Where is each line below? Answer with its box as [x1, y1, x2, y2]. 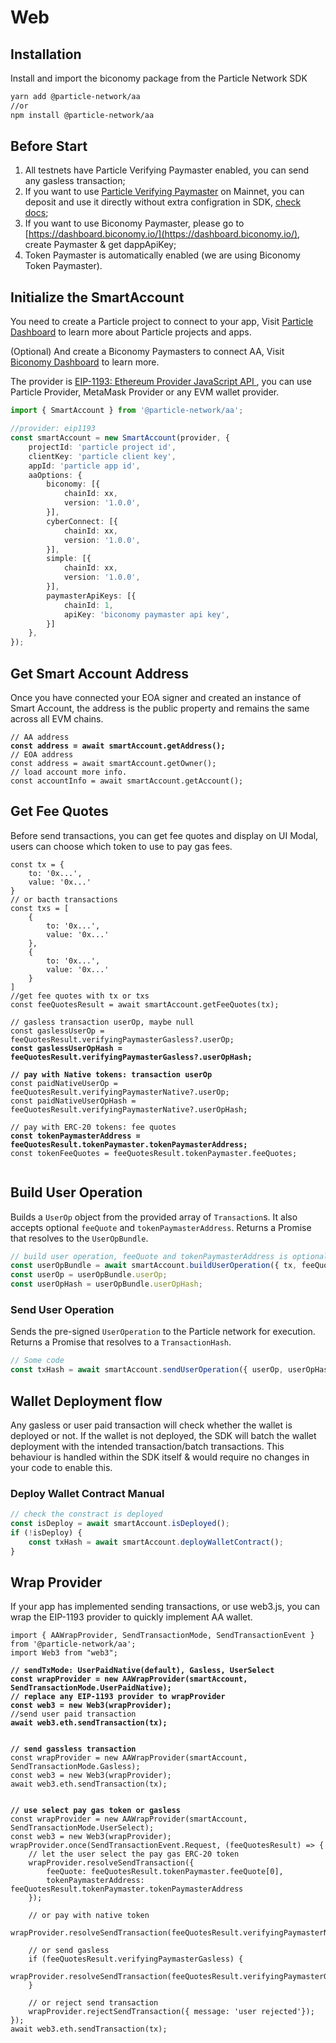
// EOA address [10, 749, 74, 760]
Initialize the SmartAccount [10, 289, 185, 306]
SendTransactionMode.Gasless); [10, 1762, 141, 1772]
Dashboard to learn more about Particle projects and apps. [10, 326, 252, 338]
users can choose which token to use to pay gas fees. [10, 840, 233, 852]
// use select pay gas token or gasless [10, 1806, 182, 1816]
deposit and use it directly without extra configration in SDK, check [24, 196, 302, 208]
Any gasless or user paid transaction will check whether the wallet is [10, 1419, 293, 1431]
